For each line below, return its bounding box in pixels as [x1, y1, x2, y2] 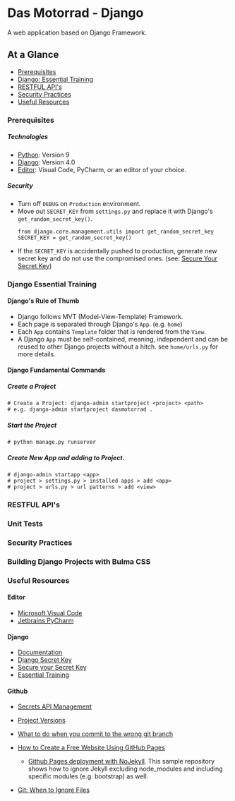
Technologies [7, 133, 48, 141]
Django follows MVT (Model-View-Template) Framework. [17, 312, 183, 320]
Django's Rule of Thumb [7, 296, 80, 305]
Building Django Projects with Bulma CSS [7, 556, 151, 566]
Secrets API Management [17, 702, 92, 711]
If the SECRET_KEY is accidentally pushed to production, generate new [17, 246, 217, 255]
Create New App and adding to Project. [7, 453, 125, 462]
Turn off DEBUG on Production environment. [17, 199, 141, 207]
